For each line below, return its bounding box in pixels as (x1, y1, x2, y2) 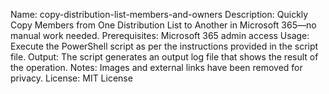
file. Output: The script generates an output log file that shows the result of (10, 51, 319, 63)
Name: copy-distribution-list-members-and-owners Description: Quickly (10, 9, 309, 20)
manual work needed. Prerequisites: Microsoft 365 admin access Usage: (10, 30, 310, 41)
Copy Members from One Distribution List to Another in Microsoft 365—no (10, 19, 317, 31)
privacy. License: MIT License (10, 72, 133, 84)
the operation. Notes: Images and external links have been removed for (10, 62, 303, 73)
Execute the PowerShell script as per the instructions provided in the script (10, 40, 319, 52)
